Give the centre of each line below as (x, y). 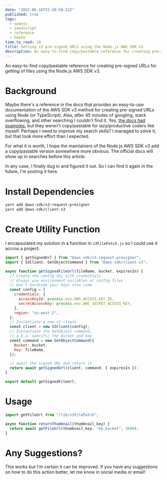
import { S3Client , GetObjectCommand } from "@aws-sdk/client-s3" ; (77, 262)
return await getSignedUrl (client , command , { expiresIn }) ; (74, 368)
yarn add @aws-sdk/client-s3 (35, 209)
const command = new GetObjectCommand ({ (52, 340)
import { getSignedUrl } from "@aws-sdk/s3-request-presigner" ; (73, 258)
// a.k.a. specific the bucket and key (51, 336)
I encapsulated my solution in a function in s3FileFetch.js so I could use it (81, 243)
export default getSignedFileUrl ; (41, 382)
